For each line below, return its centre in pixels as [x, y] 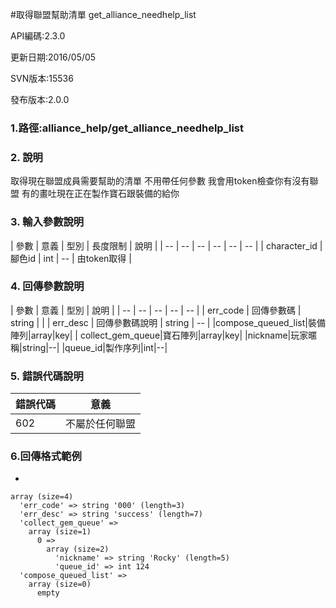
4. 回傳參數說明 [47, 286]
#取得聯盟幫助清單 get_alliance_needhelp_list [103, 14]
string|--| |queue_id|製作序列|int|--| [94, 347]
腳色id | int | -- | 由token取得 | [71, 258]
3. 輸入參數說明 [47, 222]
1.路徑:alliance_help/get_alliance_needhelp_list [127, 128]
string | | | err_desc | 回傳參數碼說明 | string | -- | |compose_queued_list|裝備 [168, 322]
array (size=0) [60, 584]
